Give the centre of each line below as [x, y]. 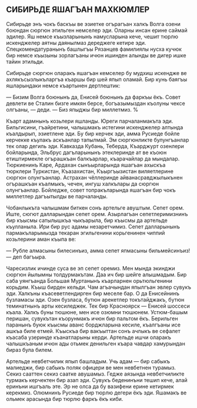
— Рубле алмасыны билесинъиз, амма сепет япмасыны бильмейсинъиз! [98, 250]
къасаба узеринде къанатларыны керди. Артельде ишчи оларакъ [89, 337]
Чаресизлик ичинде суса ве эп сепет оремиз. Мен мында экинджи [91, 268]
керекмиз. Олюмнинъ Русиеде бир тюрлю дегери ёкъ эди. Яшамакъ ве [96, 393]
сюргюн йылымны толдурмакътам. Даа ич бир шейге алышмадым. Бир [96, 275]
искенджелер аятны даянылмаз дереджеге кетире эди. [76, 43]
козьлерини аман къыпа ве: [41, 239]
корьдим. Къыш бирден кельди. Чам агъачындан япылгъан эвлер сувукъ [98, 287]
